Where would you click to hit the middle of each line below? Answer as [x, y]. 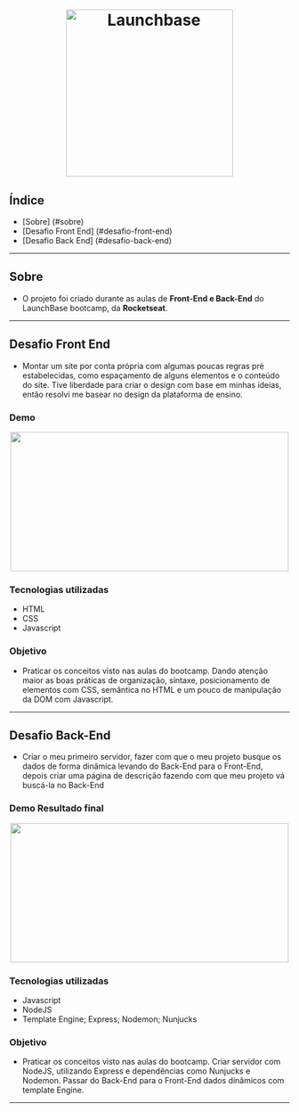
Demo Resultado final [57, 809]
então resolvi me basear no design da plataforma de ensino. [132, 394]
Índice [27, 200]
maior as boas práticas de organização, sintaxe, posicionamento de [146, 680]
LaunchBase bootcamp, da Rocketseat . [95, 308]
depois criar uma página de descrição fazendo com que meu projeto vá [153, 776]
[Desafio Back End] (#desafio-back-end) [97, 240]
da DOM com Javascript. [68, 699]
